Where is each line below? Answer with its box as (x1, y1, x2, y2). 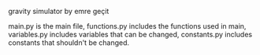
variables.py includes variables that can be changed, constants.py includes (8, 30, 253, 39)
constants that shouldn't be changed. (8, 38, 130, 47)
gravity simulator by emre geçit (8, 7, 110, 15)
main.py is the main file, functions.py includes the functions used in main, (8, 22, 247, 30)
